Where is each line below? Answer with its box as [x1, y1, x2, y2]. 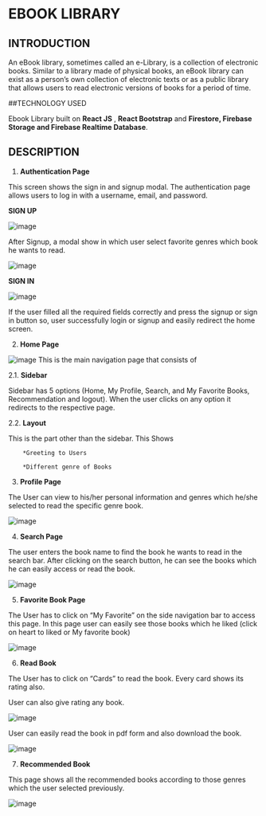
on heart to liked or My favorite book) [8, 627, 131, 637]
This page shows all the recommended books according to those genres [8, 775, 246, 784]
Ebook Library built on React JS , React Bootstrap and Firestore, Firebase [8, 114, 252, 124]
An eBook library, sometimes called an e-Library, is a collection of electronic [8, 57, 259, 67]
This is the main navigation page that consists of [38, 355, 198, 364]
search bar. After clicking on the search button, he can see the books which [8, 555, 257, 565]
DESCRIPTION [8, 145, 80, 159]
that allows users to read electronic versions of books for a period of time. [8, 83, 252, 92]
